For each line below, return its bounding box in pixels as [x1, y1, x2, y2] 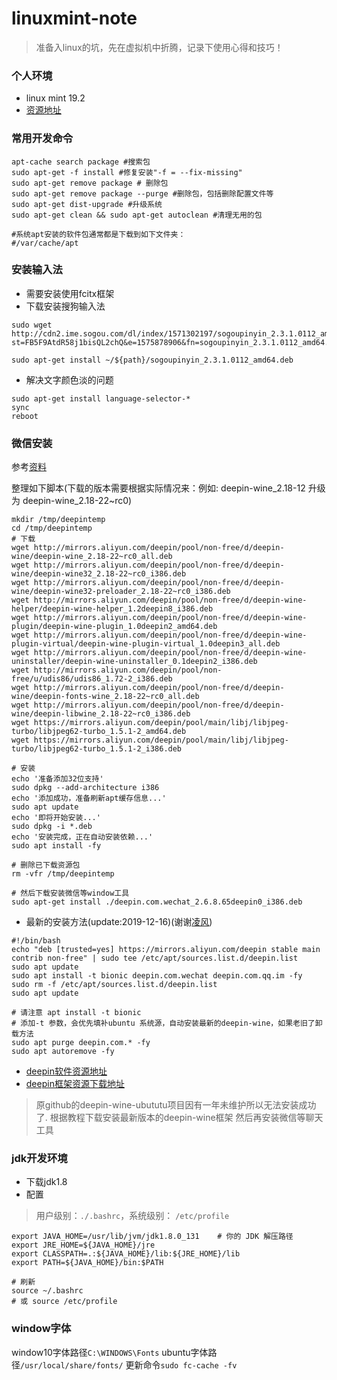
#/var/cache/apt [11, 238, 79, 248]
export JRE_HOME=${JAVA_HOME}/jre [11, 1240, 156, 1251]
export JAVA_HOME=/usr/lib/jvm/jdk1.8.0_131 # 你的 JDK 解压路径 [11, 1232, 294, 1242]
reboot [11, 411, 39, 421]
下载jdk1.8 [25, 1176, 68, 1188]
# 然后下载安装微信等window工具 [11, 888, 130, 899]
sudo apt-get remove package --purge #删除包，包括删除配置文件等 [11, 188, 274, 199]
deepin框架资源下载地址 [25, 1078, 125, 1090]
